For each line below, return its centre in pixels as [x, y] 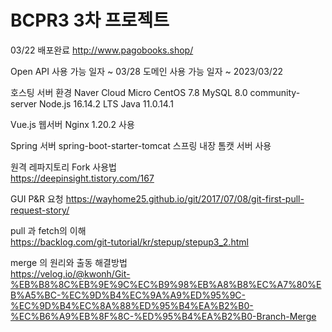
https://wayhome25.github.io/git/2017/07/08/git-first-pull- [185, 198]
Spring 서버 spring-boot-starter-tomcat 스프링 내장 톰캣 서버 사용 [141, 145]
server [24, 103]
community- [275, 92]
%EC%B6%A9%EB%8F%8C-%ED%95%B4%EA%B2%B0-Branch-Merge [163, 316]
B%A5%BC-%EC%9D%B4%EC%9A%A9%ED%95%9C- [128, 295]
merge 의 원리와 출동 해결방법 [69, 262]
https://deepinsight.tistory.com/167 [82, 178]
